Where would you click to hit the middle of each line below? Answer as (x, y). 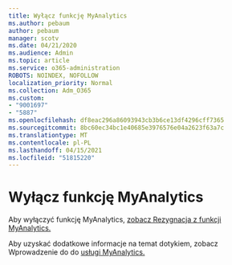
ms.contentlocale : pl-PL (50, 143)
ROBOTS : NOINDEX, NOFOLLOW (53, 75)
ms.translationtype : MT (48, 135)
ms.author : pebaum (39, 23)
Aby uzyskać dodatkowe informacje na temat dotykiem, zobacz (113, 244)
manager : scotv (34, 38)
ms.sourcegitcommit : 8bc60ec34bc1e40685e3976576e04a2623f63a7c (116, 128)
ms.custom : (26, 98)
